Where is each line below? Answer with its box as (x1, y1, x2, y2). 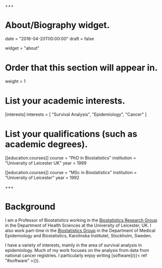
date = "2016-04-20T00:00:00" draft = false (5, 36, 94, 41)
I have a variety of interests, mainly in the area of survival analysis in (5, 242, 142, 248)
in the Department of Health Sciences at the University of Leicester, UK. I (5, 222, 152, 228)
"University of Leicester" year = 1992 (5, 175, 79, 180)
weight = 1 (5, 78, 26, 84)
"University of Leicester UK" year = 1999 (5, 160, 87, 166)
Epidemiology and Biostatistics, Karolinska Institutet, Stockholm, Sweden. (5, 232, 152, 238)
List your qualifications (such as (5, 128, 138, 139)
